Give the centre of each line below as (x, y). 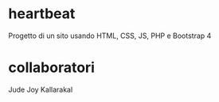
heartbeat (42, 14)
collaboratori (52, 68)
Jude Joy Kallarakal (41, 89)
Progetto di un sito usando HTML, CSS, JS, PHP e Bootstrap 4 (110, 36)
